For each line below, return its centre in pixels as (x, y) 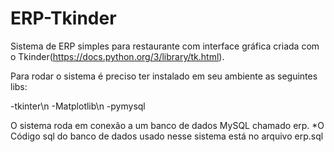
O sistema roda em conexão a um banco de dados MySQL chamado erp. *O (167, 125)
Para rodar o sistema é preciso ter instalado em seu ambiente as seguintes (164, 76)
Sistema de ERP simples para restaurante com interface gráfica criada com (165, 46)
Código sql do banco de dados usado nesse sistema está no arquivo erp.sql (167, 136)
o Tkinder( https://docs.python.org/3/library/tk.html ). (117, 56)
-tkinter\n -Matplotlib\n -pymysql (78, 106)
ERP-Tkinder (63, 18)
